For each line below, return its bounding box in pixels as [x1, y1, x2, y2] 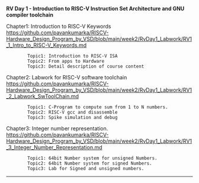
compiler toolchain [6, 11, 53, 18]
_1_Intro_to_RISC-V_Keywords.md [6, 41, 87, 49]
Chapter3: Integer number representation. [6, 125, 108, 132]
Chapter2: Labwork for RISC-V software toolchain [6, 74, 127, 81]
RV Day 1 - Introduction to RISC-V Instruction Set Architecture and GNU [6, 5, 185, 12]
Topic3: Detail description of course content [27, 63, 145, 69]
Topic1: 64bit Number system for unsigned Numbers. [27, 155, 158, 161]
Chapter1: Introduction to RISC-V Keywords [6, 23, 111, 30]
